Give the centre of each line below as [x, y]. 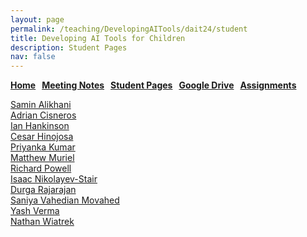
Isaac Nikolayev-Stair [54, 179]
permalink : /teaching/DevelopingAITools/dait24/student [129, 29]
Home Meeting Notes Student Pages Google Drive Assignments [153, 85]
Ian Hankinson [40, 126]
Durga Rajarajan [43, 190]
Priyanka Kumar [43, 147]
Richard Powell [41, 168]
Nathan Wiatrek [42, 222]
